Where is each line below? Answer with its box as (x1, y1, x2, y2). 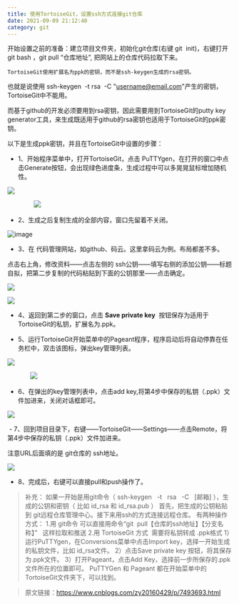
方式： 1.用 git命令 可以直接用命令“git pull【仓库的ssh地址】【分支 (24, 520, 218, 528)
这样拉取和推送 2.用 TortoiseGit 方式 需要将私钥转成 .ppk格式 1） (42, 528, 230, 537)
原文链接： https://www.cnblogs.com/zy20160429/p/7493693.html (24, 588, 221, 597)
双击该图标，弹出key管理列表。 (42, 344, 135, 352)
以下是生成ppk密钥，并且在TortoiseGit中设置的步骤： (7, 139, 163, 148)
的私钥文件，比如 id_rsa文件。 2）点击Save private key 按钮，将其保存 (24, 546, 232, 555)
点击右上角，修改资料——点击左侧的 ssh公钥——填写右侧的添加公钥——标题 (7, 260, 232, 269)
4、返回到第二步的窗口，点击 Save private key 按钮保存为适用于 (17, 311, 209, 320)
